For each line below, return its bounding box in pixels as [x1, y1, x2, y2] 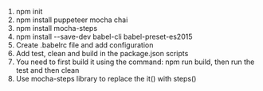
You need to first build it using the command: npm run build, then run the [15, 57, 255, 66]
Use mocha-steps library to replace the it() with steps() [15, 74, 197, 83]
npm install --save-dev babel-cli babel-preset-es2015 [15, 32, 193, 41]
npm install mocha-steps [15, 24, 98, 32]
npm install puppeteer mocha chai [15, 15, 128, 25]
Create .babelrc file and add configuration [15, 40, 154, 50]
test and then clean [15, 66, 80, 74]
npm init [15, 7, 43, 16]
